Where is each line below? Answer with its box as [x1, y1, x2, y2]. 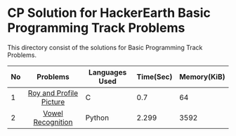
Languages [88, 67, 127, 77]
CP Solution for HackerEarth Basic [7, 5, 211, 21]
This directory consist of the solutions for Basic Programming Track [7, 43, 203, 51]
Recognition [33, 117, 73, 127]
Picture [41, 97, 65, 106]
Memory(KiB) [178, 72, 225, 82]
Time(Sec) [136, 72, 173, 82]
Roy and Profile [27, 88, 79, 98]
